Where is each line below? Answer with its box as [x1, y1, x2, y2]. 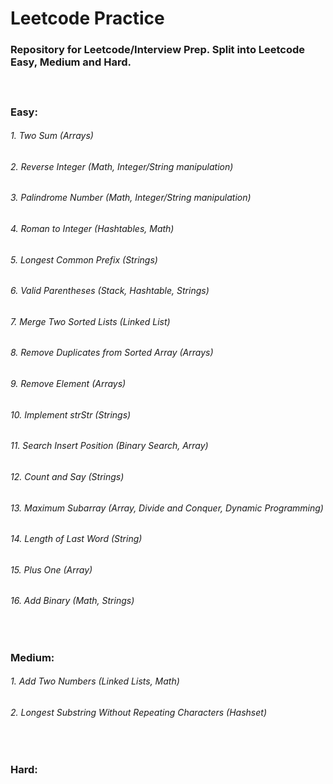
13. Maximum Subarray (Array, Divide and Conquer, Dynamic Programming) [10, 502, 324, 514]
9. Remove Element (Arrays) [10, 378, 127, 390]
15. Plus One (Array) [10, 563, 93, 576]
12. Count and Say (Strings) [10, 470, 125, 482]
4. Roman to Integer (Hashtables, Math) [10, 223, 175, 235]
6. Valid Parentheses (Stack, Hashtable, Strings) [10, 285, 210, 297]
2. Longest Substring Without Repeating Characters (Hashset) [10, 707, 267, 719]
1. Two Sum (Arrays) [10, 130, 94, 142]
